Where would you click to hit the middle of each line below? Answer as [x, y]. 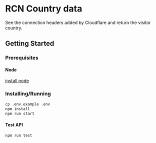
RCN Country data [44, 9]
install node [17, 81]
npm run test [19, 135]
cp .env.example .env [28, 104]
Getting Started [30, 44]
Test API [14, 124]
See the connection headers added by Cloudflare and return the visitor [78, 22]
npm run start [20, 113]
